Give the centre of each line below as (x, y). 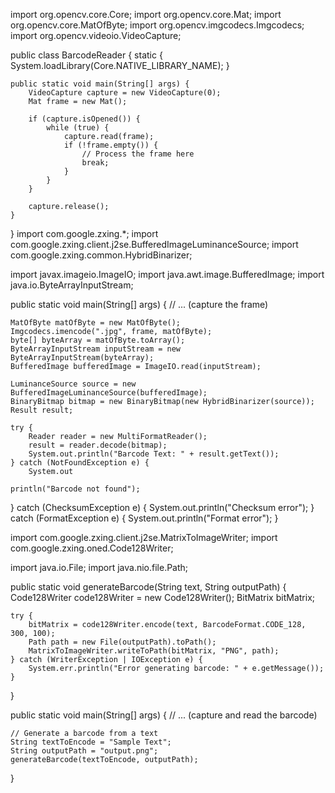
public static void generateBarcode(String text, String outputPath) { (148, 587)
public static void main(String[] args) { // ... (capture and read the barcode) (164, 715)
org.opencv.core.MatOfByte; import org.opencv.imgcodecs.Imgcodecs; (157, 25)
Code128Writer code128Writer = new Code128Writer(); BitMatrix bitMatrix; (162, 597)
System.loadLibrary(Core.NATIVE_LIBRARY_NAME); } (120, 65)
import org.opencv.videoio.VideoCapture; (96, 35)
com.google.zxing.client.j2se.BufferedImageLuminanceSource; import (154, 244)
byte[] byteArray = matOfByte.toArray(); (98, 340)
